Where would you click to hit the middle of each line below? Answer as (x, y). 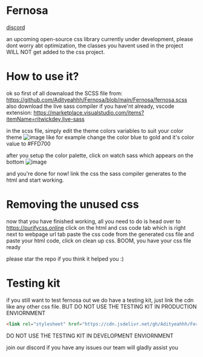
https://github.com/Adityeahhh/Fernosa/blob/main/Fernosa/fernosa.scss (97, 99)
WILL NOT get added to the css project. (56, 52)
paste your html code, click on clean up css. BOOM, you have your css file (99, 241)
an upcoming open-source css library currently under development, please (100, 39)
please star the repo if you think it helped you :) (65, 259)
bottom (15, 162)
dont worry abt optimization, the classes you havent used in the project (95, 45)
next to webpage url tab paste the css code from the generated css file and (100, 234)
